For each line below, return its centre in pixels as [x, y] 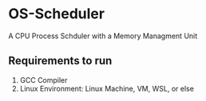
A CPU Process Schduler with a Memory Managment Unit [103, 36]
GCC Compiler [44, 80]
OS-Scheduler [57, 14]
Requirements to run [60, 61]
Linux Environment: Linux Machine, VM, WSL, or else [107, 88]
